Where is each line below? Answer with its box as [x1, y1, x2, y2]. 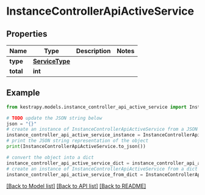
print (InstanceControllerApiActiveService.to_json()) [6, 144, 146, 150]
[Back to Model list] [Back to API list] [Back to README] [6, 182, 146, 190]
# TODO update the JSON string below [6, 115, 103, 121]
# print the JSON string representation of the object [6, 138, 149, 144]
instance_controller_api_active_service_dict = [6, 160, 130, 166]
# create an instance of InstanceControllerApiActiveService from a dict [6, 166, 198, 172]
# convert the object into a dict [6, 154, 95, 160]
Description [76, 47, 111, 55]
